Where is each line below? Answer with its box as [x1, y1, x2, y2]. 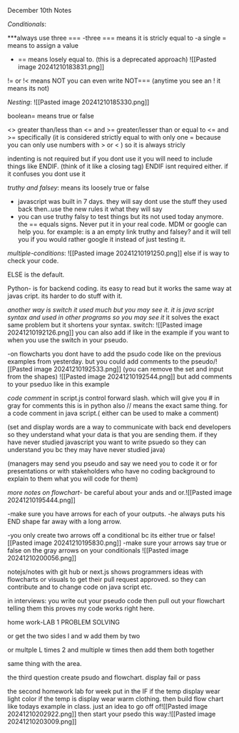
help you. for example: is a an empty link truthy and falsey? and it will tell [17, 227, 231, 236]
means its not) [7, 84, 50, 92]
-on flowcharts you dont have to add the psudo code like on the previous [7, 349, 222, 358]
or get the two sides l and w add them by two [7, 632, 141, 640]
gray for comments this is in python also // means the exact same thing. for [7, 401, 228, 409]
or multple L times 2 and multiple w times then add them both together [7, 645, 215, 654]
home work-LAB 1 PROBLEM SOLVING [7, 618, 120, 626]
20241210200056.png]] [7, 554, 77, 562]
